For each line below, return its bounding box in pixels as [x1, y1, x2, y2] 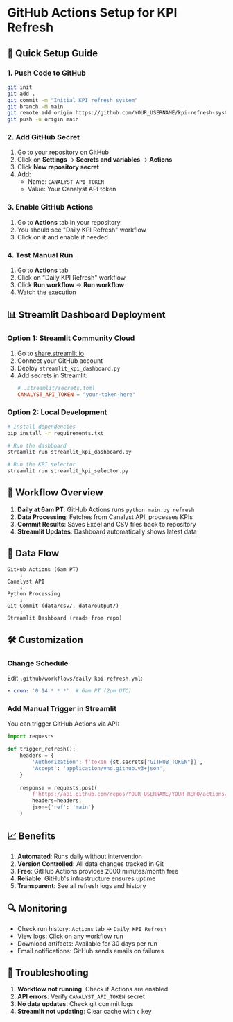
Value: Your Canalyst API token [27, 185, 116, 194]
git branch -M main [7, 103, 64, 110]
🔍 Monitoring [7, 903, 67, 914]
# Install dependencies [7, 423, 76, 430]
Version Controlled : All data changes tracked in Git [17, 859, 164, 868]
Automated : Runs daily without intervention [17, 852, 142, 860]
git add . [7, 90, 36, 97]
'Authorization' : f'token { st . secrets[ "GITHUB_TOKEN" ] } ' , [32, 758, 203, 766]
